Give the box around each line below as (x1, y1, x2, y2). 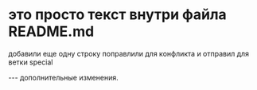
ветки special (8, 57, 53, 67)
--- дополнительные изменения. (8, 72, 119, 82)
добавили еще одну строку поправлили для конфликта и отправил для (8, 49, 249, 58)
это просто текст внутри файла (8, 6, 227, 24)
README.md (8, 22, 95, 41)
